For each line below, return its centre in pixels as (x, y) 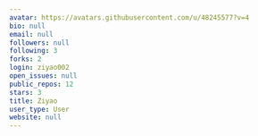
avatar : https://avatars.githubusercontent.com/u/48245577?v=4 (129, 17)
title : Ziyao (33, 101)
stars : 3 (25, 92)
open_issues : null (43, 76)
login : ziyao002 (39, 68)
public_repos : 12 (42, 84)
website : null (36, 117)
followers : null (39, 42)
